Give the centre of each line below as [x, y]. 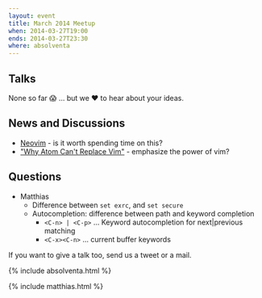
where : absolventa [39, 46]
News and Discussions [67, 123]
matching [60, 230]
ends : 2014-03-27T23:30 [48, 38]
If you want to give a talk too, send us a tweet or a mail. [100, 254]
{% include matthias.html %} [56, 286]
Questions [35, 177]
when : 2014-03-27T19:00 [48, 31]
